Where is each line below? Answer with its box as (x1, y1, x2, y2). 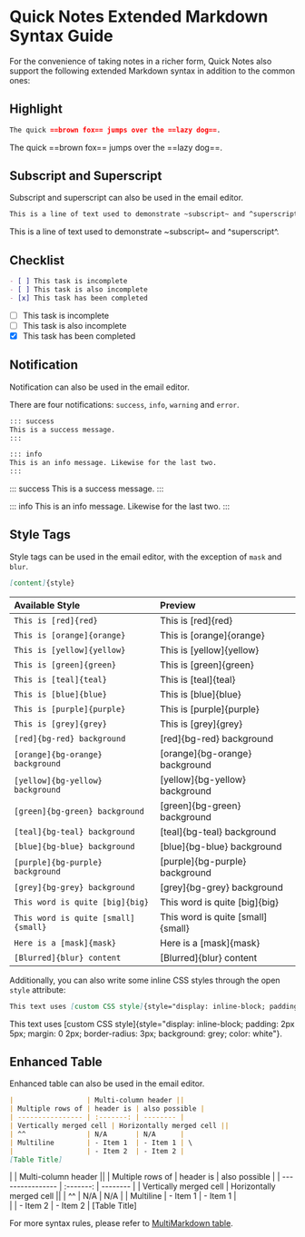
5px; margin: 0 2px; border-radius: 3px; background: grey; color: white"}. (9, 1028, 283, 1039)
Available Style (14, 599, 81, 611)
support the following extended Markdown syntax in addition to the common (9, 65, 296, 76)
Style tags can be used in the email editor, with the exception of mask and (9, 551, 282, 562)
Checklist (9, 252, 65, 268)
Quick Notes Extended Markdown (9, 6, 269, 27)
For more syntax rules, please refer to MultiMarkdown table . (9, 1218, 233, 1229)
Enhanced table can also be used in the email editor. (9, 1078, 205, 1089)
